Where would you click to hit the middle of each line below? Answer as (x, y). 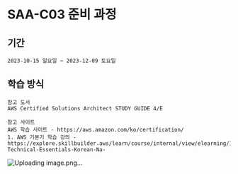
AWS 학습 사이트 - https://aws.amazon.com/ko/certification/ (96, 129)
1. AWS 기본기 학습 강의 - (42, 137)
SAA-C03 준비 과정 (62, 14)
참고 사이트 (21, 122)
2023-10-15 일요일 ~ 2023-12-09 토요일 (62, 61)
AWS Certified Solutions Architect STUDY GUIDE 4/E (85, 108)
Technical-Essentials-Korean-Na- (57, 149)
